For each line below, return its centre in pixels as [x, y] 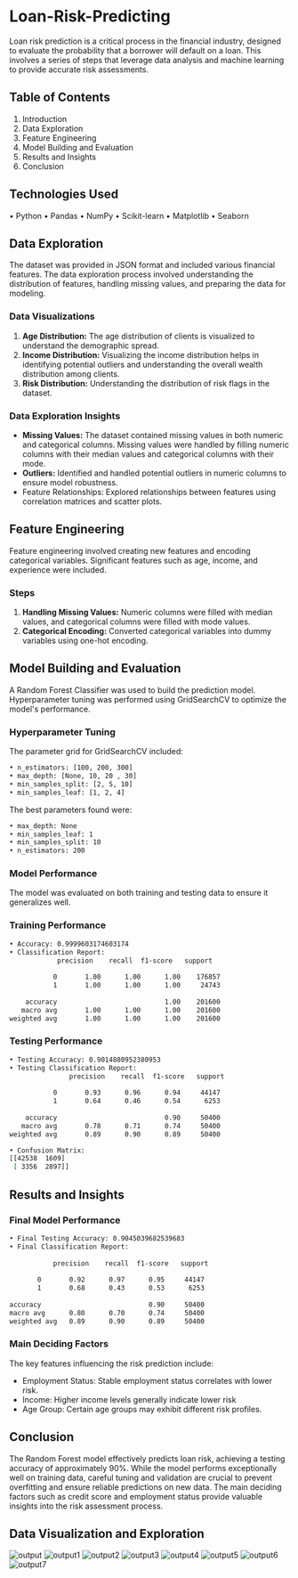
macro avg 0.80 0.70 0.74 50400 [107, 1313]
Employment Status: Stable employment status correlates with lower [147, 1380]
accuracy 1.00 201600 [123, 1002]
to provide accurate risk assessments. [79, 69]
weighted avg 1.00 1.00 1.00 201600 [115, 1018]
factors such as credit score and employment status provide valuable [136, 1496]
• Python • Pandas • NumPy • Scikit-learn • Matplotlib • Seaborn [129, 216]
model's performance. [50, 709]
